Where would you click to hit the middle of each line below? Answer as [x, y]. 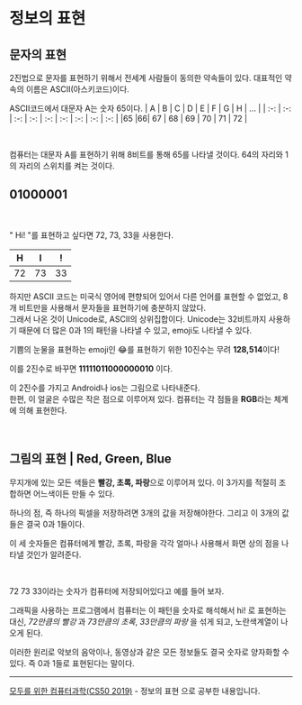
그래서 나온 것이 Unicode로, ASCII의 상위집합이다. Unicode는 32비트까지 [138, 319]
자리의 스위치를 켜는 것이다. [67, 166]
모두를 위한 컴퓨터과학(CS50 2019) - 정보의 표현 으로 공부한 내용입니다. [135, 691]
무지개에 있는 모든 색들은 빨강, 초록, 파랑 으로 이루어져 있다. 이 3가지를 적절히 [143, 482]
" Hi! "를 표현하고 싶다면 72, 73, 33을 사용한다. [91, 234]
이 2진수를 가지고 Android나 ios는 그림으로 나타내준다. [105, 388]
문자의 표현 [38, 55]
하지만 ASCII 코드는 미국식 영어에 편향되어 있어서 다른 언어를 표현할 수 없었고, [145, 296]
